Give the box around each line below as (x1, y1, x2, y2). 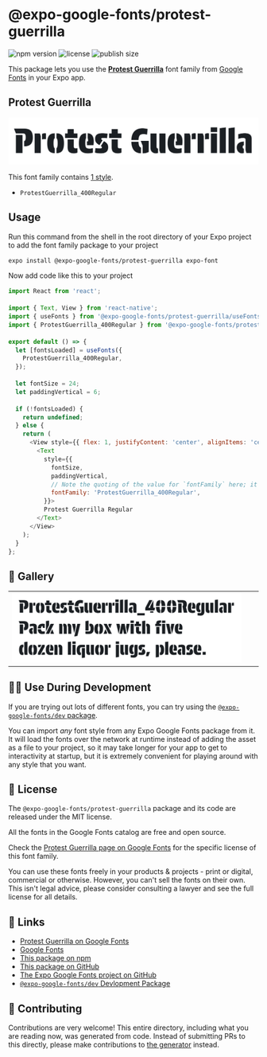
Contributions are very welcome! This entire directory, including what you (8, 1023, 249, 1032)
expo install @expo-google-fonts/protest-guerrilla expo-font (8, 256, 219, 264)
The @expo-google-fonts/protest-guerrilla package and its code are (8, 804, 236, 813)
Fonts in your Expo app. (8, 72, 86, 82)
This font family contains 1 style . (8, 172, 114, 181)
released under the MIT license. (8, 812, 113, 821)
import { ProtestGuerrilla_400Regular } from (8, 321, 161, 329)
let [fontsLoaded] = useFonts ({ (15, 346, 123, 354)
